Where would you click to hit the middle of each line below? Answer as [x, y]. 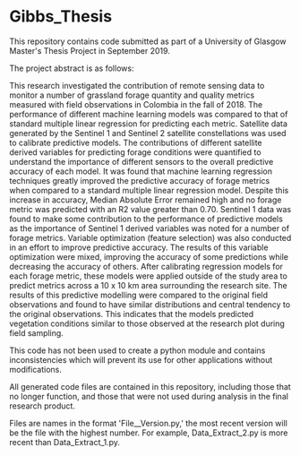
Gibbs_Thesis [61, 17]
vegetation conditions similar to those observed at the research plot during [147, 323]
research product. [43, 406]
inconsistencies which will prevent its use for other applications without [141, 359]
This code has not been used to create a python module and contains [137, 350]
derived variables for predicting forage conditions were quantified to [135, 152]
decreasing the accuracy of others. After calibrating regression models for [146, 266]
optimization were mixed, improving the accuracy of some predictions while [149, 256]
